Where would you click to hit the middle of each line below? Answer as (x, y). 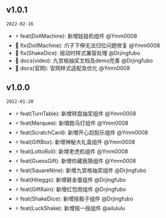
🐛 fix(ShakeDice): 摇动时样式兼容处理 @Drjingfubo (78, 53)
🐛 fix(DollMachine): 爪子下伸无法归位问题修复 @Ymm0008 (88, 45)
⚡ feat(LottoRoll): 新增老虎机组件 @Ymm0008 (72, 151)
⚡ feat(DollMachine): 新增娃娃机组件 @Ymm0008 (76, 36)
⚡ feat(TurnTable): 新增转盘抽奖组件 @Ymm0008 (75, 113)
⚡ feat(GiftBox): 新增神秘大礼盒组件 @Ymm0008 (75, 142)
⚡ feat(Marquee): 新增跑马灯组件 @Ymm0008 (72, 123)
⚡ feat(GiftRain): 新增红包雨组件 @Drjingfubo (71, 189)
